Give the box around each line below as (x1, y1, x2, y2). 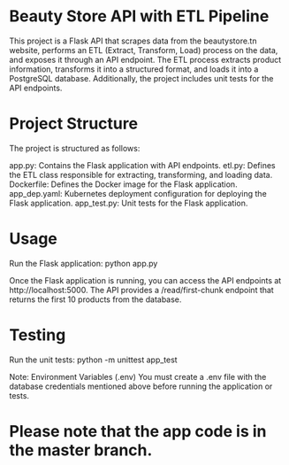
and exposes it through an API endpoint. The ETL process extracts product (9, 54, 282, 65)
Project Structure (9, 113, 139, 134)
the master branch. (9, 440, 153, 460)
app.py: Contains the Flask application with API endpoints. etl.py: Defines (9, 159, 276, 170)
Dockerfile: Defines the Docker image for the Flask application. (9, 179, 238, 190)
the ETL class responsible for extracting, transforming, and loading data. (9, 169, 273, 180)
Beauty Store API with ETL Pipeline (9, 6, 270, 27)
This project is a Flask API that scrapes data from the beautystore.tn (9, 35, 257, 46)
